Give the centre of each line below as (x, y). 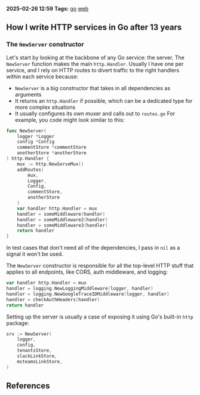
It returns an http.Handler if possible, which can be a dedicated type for (104, 100)
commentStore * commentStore (52, 148)
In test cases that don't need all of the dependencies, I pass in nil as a (93, 248)
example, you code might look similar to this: (70, 120)
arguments (28, 94)
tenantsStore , (34, 351)
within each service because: (42, 76)
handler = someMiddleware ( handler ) (61, 214)
